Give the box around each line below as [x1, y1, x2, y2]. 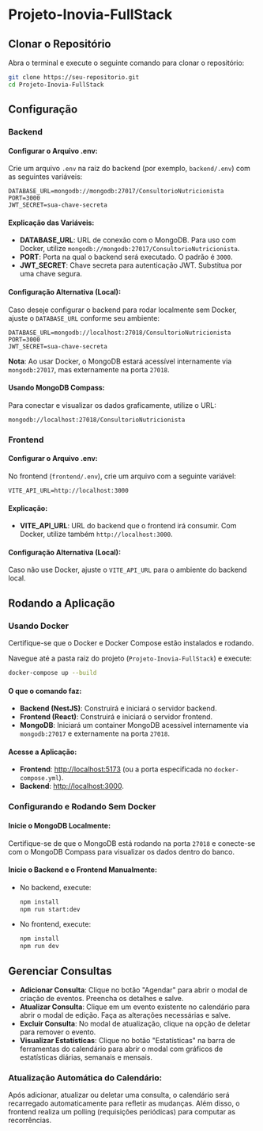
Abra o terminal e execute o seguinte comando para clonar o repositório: [8, 58, 245, 67]
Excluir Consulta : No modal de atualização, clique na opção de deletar [19, 1019, 251, 1029]
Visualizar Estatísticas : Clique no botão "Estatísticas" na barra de [19, 1036, 235, 1045]
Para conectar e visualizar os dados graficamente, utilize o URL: [8, 400, 217, 409]
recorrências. [8, 1115, 52, 1125]
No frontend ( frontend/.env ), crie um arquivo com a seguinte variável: [8, 471, 237, 481]
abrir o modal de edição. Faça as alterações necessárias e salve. [19, 1011, 231, 1020]
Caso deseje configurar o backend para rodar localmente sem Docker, [8, 305, 237, 314]
